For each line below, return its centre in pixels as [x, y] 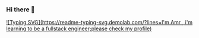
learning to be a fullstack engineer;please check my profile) [79, 28]
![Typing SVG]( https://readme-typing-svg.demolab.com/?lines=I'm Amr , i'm [99, 23]
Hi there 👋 [21, 9]
